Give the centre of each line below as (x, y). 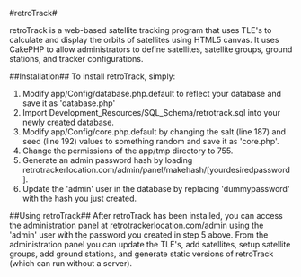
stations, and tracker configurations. (76, 59)
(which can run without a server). (71, 263)
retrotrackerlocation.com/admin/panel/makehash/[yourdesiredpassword (156, 170)
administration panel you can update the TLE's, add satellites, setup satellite (150, 244)
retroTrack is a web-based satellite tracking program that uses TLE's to (141, 30)
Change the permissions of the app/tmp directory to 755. (128, 151)
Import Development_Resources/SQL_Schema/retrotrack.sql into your (151, 113)
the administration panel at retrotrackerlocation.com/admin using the (137, 225)
